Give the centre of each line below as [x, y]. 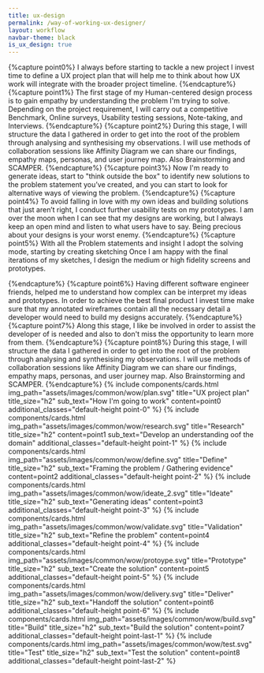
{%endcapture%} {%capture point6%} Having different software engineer [129, 284]
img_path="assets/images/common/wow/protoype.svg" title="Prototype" [127, 560]
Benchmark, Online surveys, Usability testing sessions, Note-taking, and [125, 118]
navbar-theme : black [42, 37]
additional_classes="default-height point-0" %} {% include [104, 409]
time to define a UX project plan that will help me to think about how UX [124, 76]
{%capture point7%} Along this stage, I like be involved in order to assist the [132, 326]
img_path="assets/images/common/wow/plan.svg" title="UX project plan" [129, 393]
